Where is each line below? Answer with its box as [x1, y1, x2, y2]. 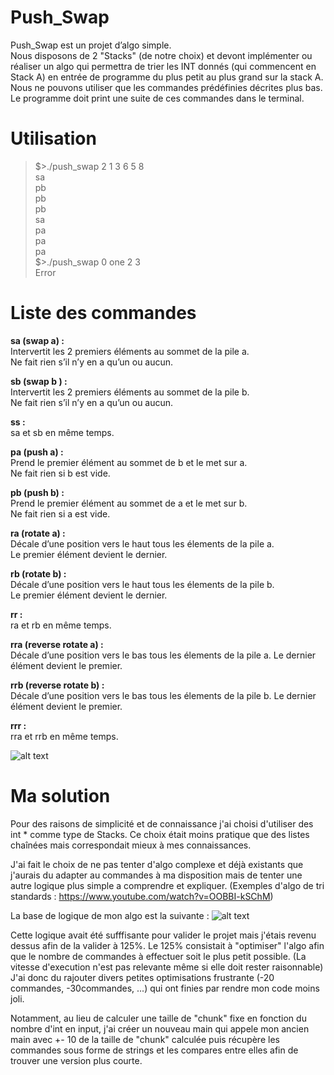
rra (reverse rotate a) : [10, 638, 104, 650]
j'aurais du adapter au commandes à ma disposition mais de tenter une [10, 869, 303, 881]
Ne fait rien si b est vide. [10, 467, 111, 479]
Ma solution [10, 785, 111, 807]
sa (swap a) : [10, 334, 65, 346]
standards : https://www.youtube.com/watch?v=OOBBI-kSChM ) [10, 890, 274, 902]
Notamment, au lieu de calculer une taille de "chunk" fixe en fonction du [10, 1012, 307, 1024]
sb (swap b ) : [10, 375, 68, 387]
